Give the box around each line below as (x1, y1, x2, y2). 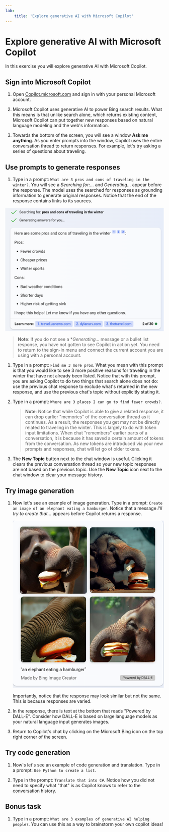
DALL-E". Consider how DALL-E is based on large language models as (12, 713, 157, 719)
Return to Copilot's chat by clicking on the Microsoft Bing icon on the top (12, 728, 163, 734)
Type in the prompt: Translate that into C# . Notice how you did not (12, 777, 155, 783)
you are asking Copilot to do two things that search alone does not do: (12, 378, 158, 384)
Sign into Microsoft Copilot (5, 78, 91, 86)
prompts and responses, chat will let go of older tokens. (25, 446, 141, 452)
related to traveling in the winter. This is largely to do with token (25, 424, 157, 431)
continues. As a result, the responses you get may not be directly (25, 419, 160, 425)
